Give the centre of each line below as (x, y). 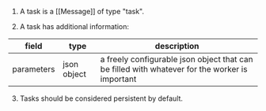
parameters (34, 69)
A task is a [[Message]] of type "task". (82, 11)
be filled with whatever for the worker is (174, 69)
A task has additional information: (74, 26)
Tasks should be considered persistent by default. (101, 98)
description (177, 46)
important (118, 79)
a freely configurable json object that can (177, 59)
